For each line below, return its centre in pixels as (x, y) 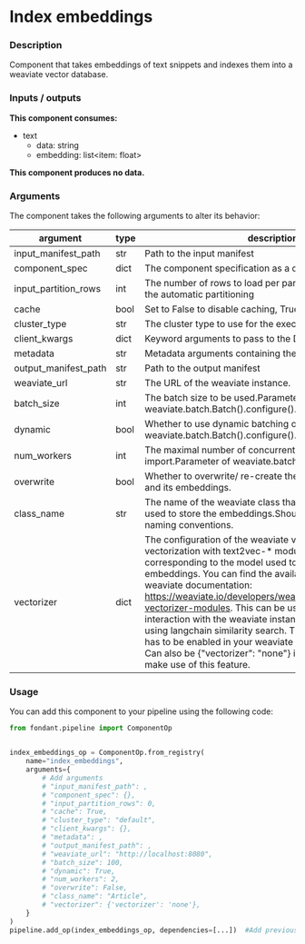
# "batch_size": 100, (83, 862)
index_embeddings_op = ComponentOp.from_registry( (107, 753)
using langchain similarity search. (216, 631)
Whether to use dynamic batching (217, 424)
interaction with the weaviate (206, 620)
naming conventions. (189, 525)
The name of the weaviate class (212, 502)
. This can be (258, 608)
